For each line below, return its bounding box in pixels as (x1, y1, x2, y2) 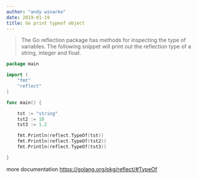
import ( (6, 72, 28, 78)
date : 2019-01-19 (6, 14, 50, 20)
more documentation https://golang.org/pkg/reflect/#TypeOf (6, 165, 158, 172)
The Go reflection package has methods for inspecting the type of (21, 37, 186, 44)
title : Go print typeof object (6, 20, 85, 26)
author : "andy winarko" (6, 8, 66, 15)
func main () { (6, 99, 42, 105)
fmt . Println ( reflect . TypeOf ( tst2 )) (17, 138, 107, 145)
